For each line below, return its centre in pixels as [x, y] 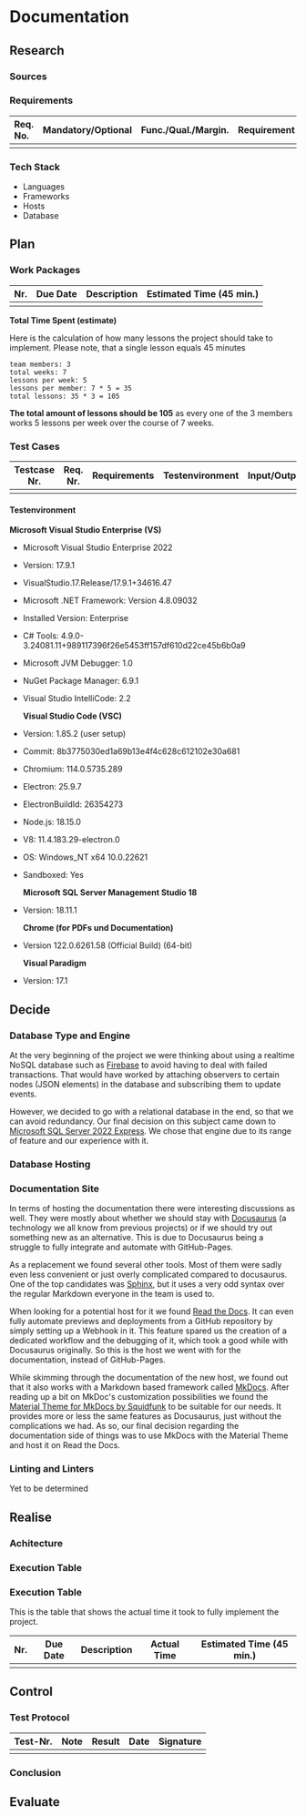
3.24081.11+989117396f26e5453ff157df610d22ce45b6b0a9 [134, 646]
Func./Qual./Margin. [185, 129]
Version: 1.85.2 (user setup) [74, 734]
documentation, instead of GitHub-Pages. [87, 1360]
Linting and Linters [51, 1469]
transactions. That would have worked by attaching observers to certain [144, 1074]
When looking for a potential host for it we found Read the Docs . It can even [152, 1311]
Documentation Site [55, 1189]
